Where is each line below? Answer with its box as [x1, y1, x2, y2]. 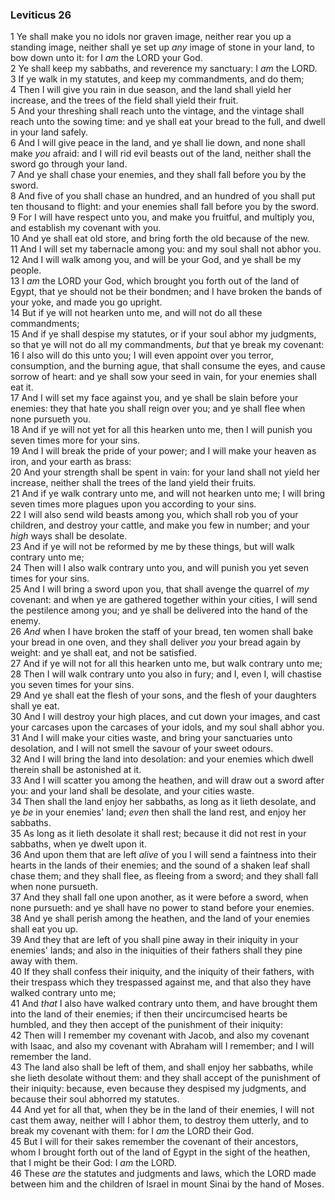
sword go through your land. [10, 158, 128, 170]
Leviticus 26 [10, 8, 72, 22]
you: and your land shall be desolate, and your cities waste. [10, 785, 255, 797]
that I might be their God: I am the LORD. [10, 1157, 177, 1169]
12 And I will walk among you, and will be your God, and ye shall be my [10, 254, 302, 266]
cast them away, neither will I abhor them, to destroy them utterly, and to [10, 1114, 309, 1127]
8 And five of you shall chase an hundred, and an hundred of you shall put [10, 190, 316, 202]
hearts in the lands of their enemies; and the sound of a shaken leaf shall [10, 859, 310, 872]
